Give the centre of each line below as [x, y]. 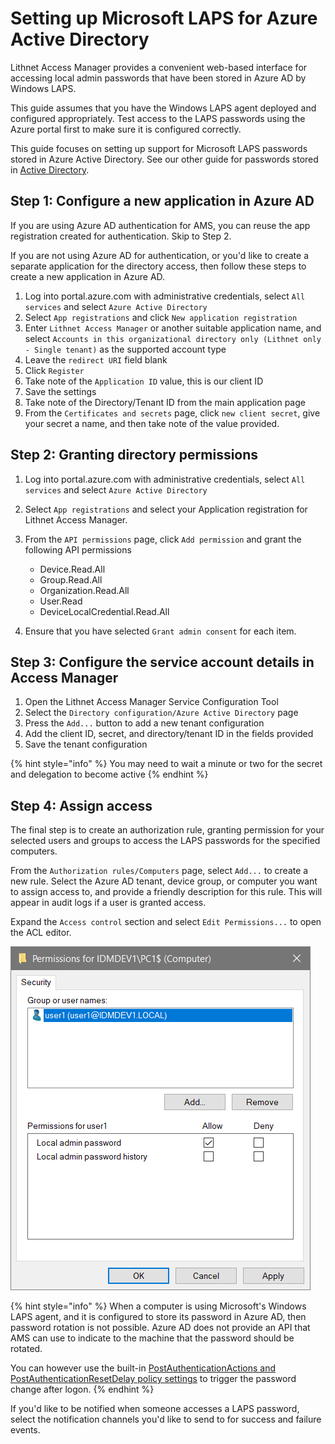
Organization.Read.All [84, 590]
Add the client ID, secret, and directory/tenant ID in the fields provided [169, 734]
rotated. [26, 1349]
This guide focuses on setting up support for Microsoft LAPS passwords [159, 148]
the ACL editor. [41, 933]
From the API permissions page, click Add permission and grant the [163, 539]
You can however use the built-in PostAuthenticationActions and [143, 1368]
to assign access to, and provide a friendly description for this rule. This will [166, 892]
